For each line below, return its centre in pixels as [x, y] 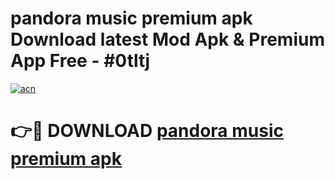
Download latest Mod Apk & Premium [167, 39]
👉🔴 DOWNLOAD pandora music [147, 131]
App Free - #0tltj [80, 61]
